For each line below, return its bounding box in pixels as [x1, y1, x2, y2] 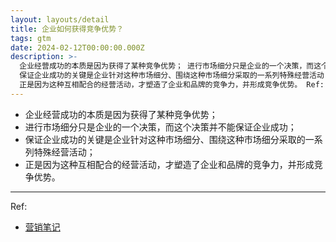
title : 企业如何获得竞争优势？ [10, 24, 124, 34]
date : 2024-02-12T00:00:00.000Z [10, 42, 145, 53]
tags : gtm [10, 33, 52, 43]
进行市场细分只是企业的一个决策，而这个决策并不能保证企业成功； [24, 121, 297, 133]
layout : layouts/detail [10, 14, 110, 25]
